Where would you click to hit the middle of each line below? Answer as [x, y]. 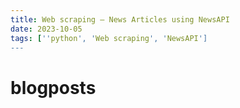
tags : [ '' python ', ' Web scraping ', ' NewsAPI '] [109, 38]
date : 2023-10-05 [46, 29]
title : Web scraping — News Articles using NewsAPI [120, 19]
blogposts [53, 87]
